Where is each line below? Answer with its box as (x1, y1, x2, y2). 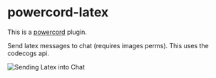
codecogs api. (7, 49, 50, 57)
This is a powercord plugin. (7, 28, 88, 36)
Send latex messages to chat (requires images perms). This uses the (7, 41, 209, 50)
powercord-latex (7, 4, 109, 21)
